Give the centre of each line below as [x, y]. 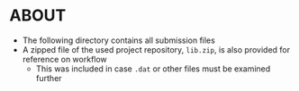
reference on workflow [65, 59]
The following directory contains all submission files [119, 40]
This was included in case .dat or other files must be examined [153, 69]
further [49, 78]
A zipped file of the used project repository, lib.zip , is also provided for [156, 49]
